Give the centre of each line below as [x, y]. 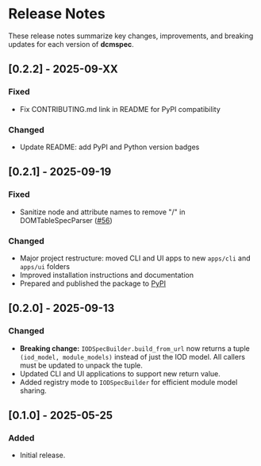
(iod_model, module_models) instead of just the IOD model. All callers [132, 356]
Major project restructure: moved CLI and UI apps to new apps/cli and [135, 258]
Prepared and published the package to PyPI [93, 283]
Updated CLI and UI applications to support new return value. [120, 373]
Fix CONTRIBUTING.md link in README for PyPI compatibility [120, 109]
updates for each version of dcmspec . [71, 44]
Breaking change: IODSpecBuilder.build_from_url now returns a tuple [134, 348]
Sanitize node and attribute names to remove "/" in [102, 212]
